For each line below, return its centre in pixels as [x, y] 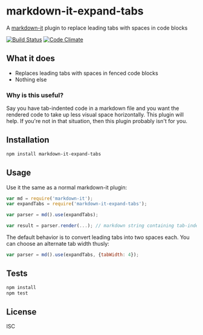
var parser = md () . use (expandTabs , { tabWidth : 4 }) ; [72, 255]
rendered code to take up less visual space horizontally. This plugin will [95, 115]
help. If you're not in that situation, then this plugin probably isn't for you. [97, 121]
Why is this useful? [35, 95]
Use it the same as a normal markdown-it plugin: [67, 187]
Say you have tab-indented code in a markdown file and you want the [93, 108]
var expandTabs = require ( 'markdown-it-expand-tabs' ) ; [77, 204]
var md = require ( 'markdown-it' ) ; [50, 198]
